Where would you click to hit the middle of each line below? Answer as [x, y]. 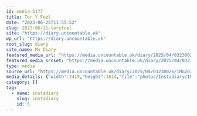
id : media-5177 [25, 11]
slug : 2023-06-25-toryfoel [39, 28]
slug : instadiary [38, 98]
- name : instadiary [35, 93]
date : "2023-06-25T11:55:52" [42, 22]
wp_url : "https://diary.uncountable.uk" [56, 39]
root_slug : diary [27, 45]
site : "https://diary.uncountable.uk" [53, 33]
